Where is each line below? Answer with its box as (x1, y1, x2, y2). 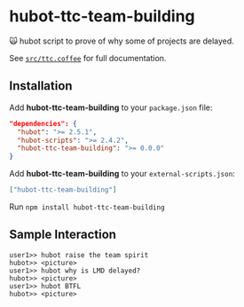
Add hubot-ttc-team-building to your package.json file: (9, 102, 213, 113)
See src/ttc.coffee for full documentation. (9, 52, 167, 63)
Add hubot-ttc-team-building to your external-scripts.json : (9, 169, 235, 179)
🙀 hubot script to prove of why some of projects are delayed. (9, 35, 235, 46)
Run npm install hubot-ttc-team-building (9, 201, 166, 212)
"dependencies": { (9, 119, 77, 128)
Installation (9, 78, 73, 94)
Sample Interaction (9, 227, 117, 242)
